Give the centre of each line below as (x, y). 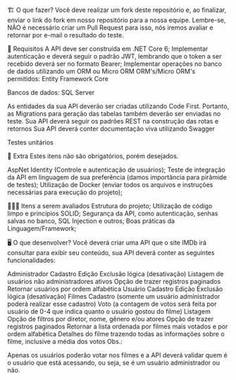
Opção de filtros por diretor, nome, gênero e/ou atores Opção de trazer (110, 319)
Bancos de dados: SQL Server (51, 93)
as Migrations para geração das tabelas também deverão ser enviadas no (114, 114)
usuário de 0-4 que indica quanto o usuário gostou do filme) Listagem (109, 311)
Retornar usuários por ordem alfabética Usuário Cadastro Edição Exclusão (115, 289)
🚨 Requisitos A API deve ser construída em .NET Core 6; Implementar (108, 49)
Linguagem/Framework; (42, 228)
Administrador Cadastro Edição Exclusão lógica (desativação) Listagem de (116, 274)
